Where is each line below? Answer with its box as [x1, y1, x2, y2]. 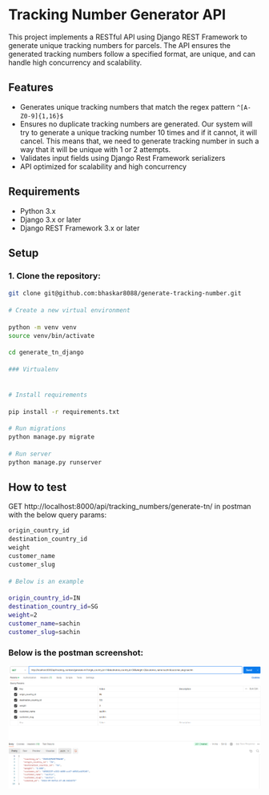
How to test [8, 480, 66, 494]
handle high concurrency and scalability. [8, 58, 143, 67]
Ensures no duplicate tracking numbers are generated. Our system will [19, 118, 253, 129]
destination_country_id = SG [8, 603, 98, 611]
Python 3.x [19, 206, 56, 215]
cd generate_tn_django [8, 348, 84, 357]
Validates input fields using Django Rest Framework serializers [19, 153, 226, 163]
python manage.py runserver [8, 458, 102, 466]
